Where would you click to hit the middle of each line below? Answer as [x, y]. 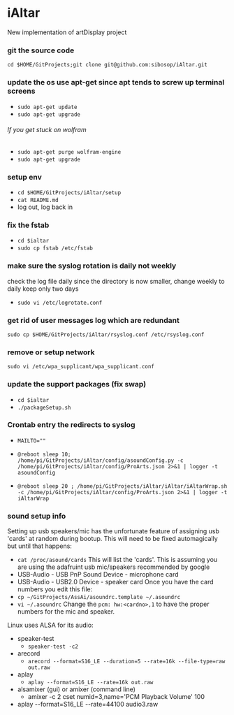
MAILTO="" [32, 441]
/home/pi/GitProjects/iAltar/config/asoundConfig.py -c [100, 460]
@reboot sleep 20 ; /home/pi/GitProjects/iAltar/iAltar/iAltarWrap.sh [122, 486]
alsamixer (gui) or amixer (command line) [76, 689]
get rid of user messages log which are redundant [93, 320]
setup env [24, 177]
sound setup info [37, 516]
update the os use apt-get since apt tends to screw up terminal [116, 82]
